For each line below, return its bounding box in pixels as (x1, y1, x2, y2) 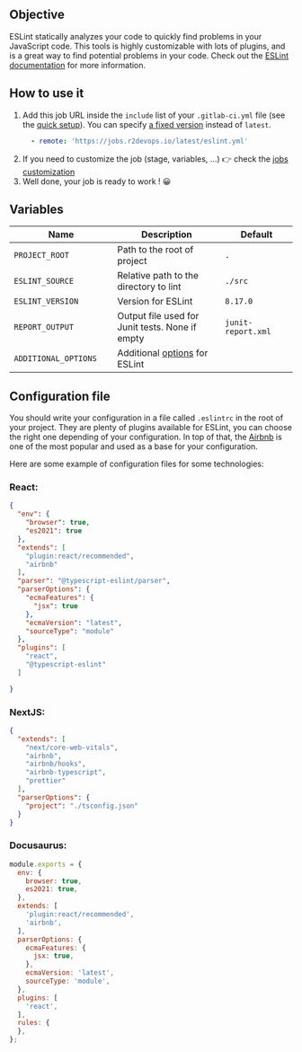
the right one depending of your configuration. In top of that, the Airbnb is (9, 431, 283, 443)
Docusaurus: (9, 839, 67, 852)
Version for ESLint (116, 296, 193, 308)
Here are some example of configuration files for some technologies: (9, 458, 264, 470)
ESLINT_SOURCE (13, 276, 75, 287)
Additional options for (116, 347, 209, 359)
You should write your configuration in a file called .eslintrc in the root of (9, 412, 284, 423)
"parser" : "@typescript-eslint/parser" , (17, 577, 171, 586)
